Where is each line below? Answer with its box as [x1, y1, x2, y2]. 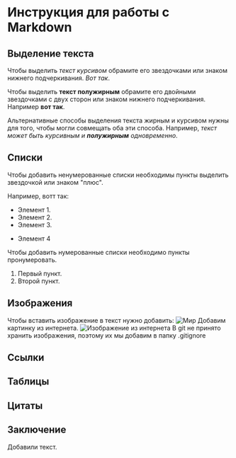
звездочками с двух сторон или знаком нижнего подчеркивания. [7, 95, 206, 103]
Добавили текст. [7, 442, 57, 451]
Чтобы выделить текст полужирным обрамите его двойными [7, 88, 196, 96]
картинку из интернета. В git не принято [7, 324, 221, 332]
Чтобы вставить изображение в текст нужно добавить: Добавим [7, 316, 226, 324]
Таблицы [7, 376, 50, 388]
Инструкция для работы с [7, 4, 170, 21]
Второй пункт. [17, 277, 60, 285]
